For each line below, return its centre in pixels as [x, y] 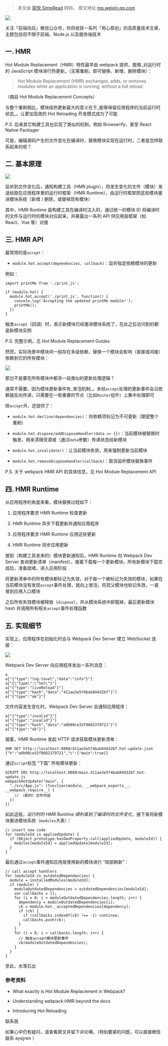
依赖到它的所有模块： [27, 358]
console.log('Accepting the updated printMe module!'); [74, 301]
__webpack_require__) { [30, 790]
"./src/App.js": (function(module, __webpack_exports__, [70, 786]
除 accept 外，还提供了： [29, 406]
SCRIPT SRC [16, 773]
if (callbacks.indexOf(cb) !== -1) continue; [71, 916]
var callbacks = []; [35, 894]
